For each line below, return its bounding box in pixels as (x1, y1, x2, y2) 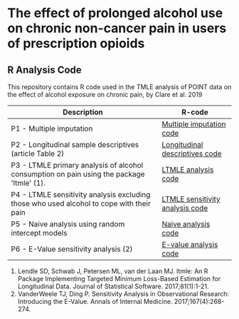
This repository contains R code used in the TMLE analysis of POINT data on (7, 83, 232, 91)
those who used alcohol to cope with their (11, 198, 151, 208)
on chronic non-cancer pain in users (7, 20, 227, 36)
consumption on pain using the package (11, 169, 145, 179)
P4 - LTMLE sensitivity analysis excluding (11, 190, 151, 199)
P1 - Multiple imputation (11, 123, 93, 133)
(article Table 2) (11, 148, 65, 158)
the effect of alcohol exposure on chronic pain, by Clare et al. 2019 (7, 91, 203, 98)
